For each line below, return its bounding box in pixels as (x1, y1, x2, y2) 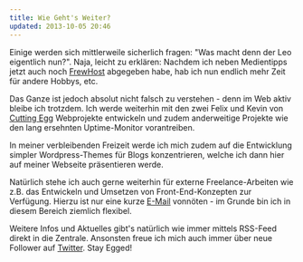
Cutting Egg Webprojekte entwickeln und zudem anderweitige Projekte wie (9, 112, 289, 123)
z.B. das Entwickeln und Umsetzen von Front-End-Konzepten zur (9, 186, 251, 197)
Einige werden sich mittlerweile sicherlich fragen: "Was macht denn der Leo (9, 46, 292, 57)
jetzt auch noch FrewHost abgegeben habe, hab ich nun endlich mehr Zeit (9, 65, 287, 77)
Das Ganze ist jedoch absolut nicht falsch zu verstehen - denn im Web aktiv (9, 92, 292, 104)
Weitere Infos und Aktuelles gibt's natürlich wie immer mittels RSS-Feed (9, 223, 278, 234)
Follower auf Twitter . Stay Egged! (9, 242, 133, 253)
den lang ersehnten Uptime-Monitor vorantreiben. (9, 121, 195, 132)
